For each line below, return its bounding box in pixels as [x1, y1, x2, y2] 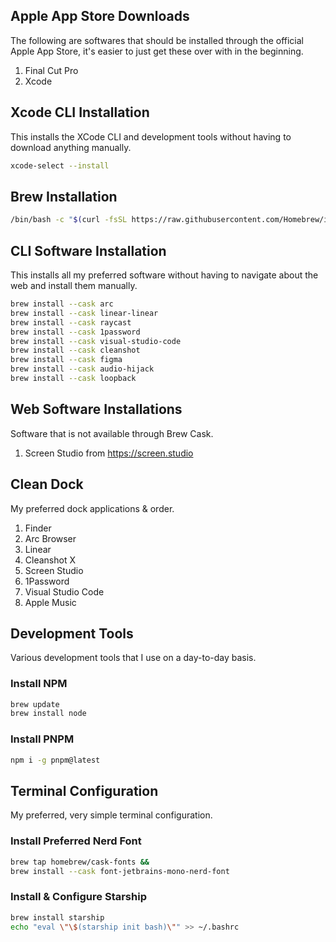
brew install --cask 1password [10, 327, 141, 337]
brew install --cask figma [10, 355, 123, 365]
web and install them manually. [10, 280, 138, 291]
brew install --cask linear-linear [10, 308, 159, 318]
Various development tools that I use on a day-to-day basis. [10, 652, 257, 664]
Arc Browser [24, 532, 77, 544]
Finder [24, 522, 52, 534]
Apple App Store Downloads [10, 8, 190, 25]
